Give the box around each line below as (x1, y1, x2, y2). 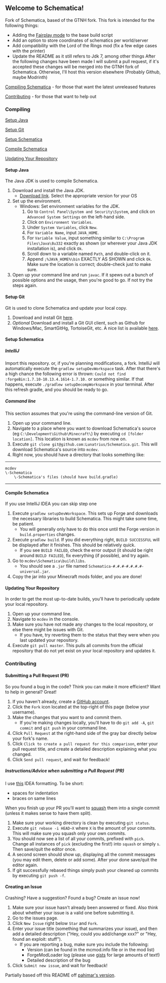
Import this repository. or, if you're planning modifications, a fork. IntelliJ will (5, 360, 160, 366)
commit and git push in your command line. (19, 724, 108, 731)
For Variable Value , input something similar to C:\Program (27, 235, 145, 241)
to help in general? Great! (5, 689, 57, 695)
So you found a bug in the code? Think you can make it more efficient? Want (5, 683, 161, 689)
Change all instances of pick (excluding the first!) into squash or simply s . (12, 841, 161, 847)
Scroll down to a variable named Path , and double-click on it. (27, 251, 151, 257)
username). (12, 709, 36, 715)
